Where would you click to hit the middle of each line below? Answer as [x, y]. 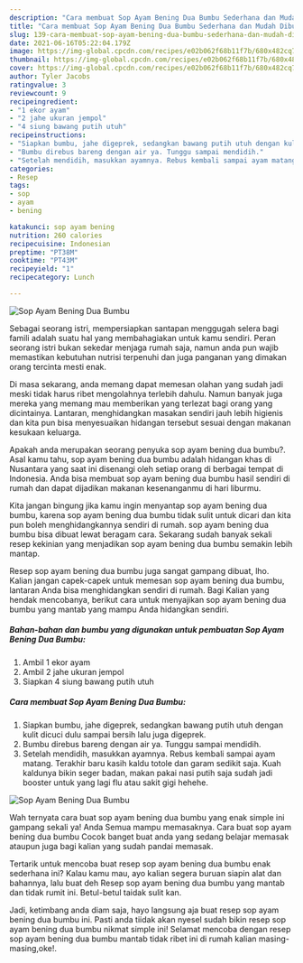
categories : [32, 169]
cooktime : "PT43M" [44, 261]
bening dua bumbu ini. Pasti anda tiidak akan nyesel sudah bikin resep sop [148, 919]
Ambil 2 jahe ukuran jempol [73, 671]
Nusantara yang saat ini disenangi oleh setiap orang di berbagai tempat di [147, 468]
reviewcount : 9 [38, 93]
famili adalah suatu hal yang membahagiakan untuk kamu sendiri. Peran [143, 338]
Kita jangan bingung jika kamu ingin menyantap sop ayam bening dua [138, 505]
